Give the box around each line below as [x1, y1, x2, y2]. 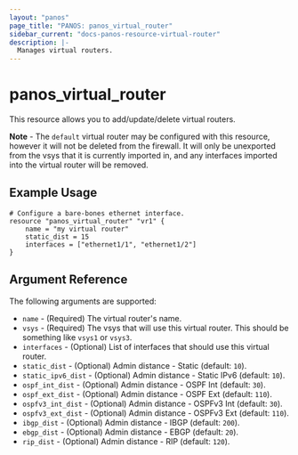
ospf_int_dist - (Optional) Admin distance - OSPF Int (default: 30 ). [21, 379, 266, 390]
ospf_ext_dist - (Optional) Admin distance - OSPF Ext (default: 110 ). [21, 388, 273, 399]
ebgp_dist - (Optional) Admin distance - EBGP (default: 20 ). [21, 427, 238, 437]
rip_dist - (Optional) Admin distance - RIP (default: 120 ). [21, 435, 230, 446]
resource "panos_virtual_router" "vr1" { [9, 216, 165, 225]
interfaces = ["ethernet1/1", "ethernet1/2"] [25, 240, 197, 249]
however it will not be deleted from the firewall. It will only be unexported [9, 141, 276, 151]
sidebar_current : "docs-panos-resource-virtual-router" [9, 29, 221, 38]
